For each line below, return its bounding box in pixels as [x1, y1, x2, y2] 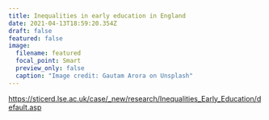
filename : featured [15, 49, 82, 57]
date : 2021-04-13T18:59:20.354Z [8, 19, 117, 27]
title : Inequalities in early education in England [8, 11, 186, 20]
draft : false [8, 27, 53, 35]
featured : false [8, 34, 63, 43]
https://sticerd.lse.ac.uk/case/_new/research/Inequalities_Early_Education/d [8, 93, 262, 103]
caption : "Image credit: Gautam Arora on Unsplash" [15, 72, 194, 80]
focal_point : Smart [15, 57, 82, 65]
